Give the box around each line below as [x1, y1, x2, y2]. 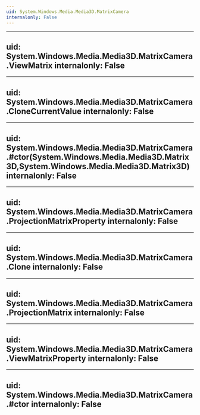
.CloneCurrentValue [6, 106, 82, 116]
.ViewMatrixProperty [6, 353, 86, 363]
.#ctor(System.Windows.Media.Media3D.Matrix [6, 152, 189, 162]
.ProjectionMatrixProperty [6, 216, 106, 226]
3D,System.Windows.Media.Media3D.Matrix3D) [6, 161, 190, 171]
